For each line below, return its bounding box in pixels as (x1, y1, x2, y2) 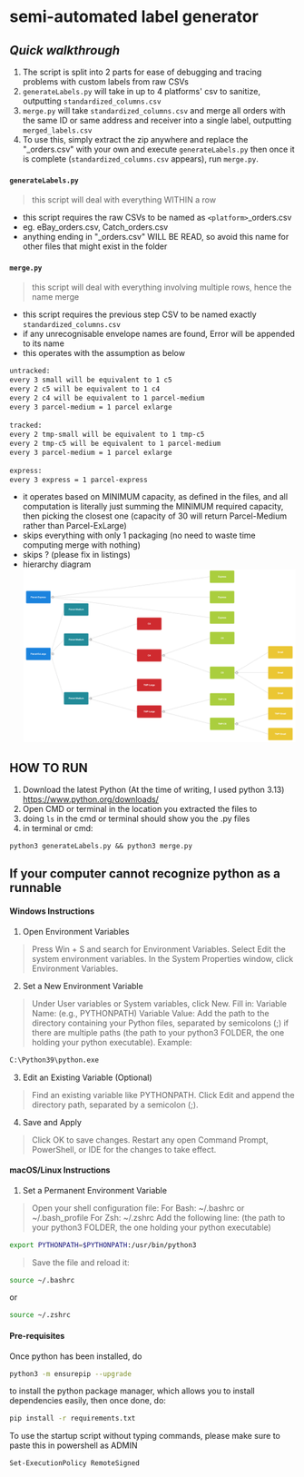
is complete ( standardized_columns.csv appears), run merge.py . (22, 154, 259, 164)
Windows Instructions (9, 906, 95, 917)
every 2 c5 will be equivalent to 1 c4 (9, 384, 161, 394)
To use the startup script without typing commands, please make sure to (9, 1431, 281, 1442)
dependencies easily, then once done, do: (9, 1395, 166, 1406)
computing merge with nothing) (22, 540, 141, 550)
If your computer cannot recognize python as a (9, 866, 281, 882)
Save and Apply (22, 1116, 82, 1127)
